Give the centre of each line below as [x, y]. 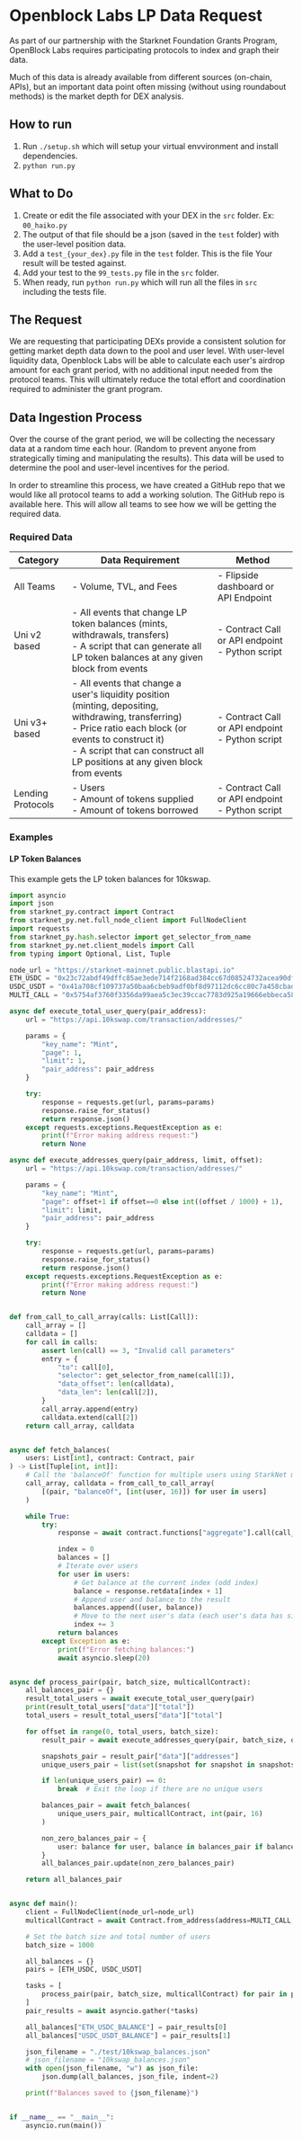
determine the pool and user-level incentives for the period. [120, 468]
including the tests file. [64, 291]
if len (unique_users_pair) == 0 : [104, 1781]
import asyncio [38, 896]
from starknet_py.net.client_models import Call [102, 945]
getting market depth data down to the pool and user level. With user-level [147, 351]
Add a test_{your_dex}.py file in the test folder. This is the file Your [147, 254]
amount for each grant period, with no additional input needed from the [141, 370]
